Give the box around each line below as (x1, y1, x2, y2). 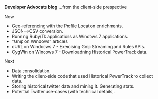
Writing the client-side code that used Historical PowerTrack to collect (11, 73, 153, 79)
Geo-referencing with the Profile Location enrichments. (11, 23, 123, 29)
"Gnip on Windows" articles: (11, 39, 69, 44)
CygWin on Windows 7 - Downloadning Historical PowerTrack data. (11, 49, 148, 55)
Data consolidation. (11, 68, 51, 74)
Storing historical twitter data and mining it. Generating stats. (11, 83, 135, 89)
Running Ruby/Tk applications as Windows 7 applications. (11, 34, 128, 39)
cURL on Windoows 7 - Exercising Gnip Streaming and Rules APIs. (11, 44, 145, 49)
